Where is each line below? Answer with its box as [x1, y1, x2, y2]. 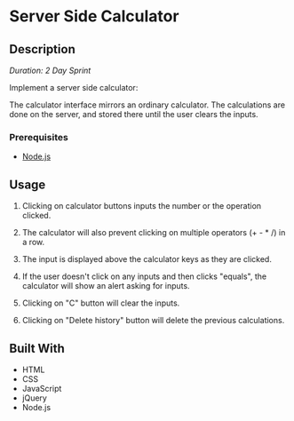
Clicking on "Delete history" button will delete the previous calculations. [21, 315, 285, 326]
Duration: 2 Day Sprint [9, 65, 91, 75]
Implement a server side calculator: [9, 83, 139, 92]
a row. [21, 237, 45, 248]
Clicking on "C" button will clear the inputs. [21, 298, 180, 308]
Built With [9, 340, 65, 356]
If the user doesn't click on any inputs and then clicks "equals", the [21, 271, 267, 282]
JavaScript [21, 383, 62, 393]
